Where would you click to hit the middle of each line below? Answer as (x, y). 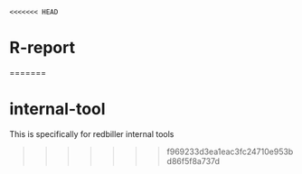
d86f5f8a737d (193, 160)
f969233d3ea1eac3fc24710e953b (230, 151)
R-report (42, 48)
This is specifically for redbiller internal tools (92, 133)
